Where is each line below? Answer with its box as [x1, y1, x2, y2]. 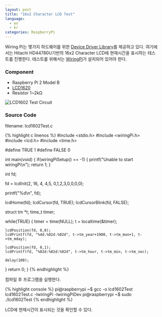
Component [5, 68, 34, 75]
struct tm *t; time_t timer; [5, 209, 55, 215]
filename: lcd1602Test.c [5, 123, 53, 128]
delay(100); [5, 257, 29, 263]
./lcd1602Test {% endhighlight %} [5, 296, 73, 302]
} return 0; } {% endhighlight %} [5, 266, 69, 272]
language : [5, 16, 25, 21]
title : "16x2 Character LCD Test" [5, 12, 75, 17]
